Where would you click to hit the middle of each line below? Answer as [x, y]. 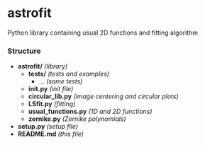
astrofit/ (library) [43, 66]
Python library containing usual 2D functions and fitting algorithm [103, 33]
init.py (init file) [51, 89]
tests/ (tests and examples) [69, 74]
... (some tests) [61, 81]
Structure [24, 51]
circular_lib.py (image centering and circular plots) [103, 96]
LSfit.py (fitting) [52, 104]
